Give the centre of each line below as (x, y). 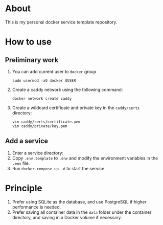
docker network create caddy (42, 98)
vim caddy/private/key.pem (40, 126)
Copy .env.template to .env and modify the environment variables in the (85, 158)
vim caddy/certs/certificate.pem (46, 122)
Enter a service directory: (38, 153)
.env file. (21, 163)
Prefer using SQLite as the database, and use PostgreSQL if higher (79, 202)
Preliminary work (32, 60)
